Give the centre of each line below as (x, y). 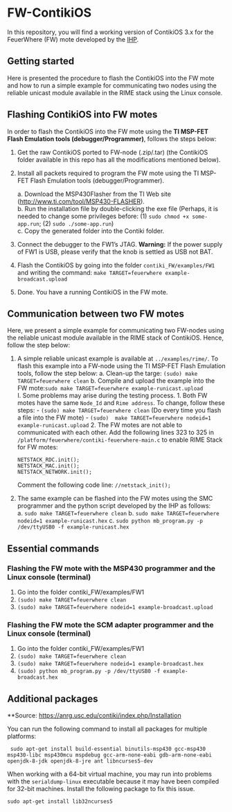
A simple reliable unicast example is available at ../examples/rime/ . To (118, 358)
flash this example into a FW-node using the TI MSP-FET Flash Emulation (121, 366)
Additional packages (53, 698)
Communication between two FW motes (96, 314)
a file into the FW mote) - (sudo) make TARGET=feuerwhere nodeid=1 (114, 417)
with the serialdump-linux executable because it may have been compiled (113, 781)
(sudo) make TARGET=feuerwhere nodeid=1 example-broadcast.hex (110, 664)
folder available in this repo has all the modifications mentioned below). (119, 159)
